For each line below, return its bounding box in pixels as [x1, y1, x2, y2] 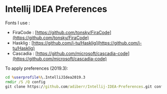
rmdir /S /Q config [5, 79, 46, 85]
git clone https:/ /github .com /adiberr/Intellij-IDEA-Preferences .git [5, 84, 153, 89]
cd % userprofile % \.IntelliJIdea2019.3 [5, 75, 85, 80]
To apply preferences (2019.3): [5, 65, 69, 71]
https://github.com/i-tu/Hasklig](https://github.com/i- [33, 40, 142, 46]
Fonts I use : [5, 20, 30, 26]
